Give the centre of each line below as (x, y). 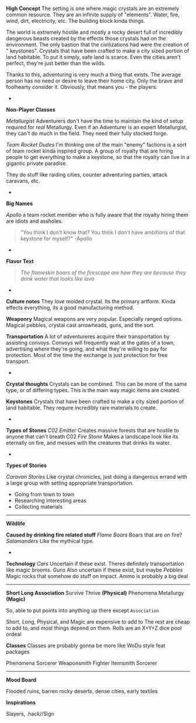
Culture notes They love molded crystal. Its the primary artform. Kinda (91, 301)
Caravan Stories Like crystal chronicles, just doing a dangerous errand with (97, 477)
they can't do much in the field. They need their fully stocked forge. (87, 133)
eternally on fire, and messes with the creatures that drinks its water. (88, 443)
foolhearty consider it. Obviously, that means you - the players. (82, 87)
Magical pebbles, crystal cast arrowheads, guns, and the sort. (80, 325)
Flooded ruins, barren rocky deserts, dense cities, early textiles (82, 691)
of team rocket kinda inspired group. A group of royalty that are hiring (90, 151)
